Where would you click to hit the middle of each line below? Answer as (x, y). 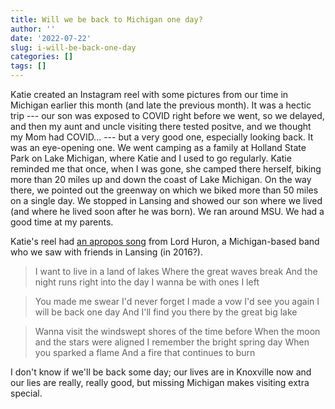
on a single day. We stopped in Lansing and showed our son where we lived (166, 200)
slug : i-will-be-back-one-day (73, 47)
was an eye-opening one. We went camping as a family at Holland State (158, 147)
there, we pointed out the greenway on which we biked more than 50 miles (164, 190)
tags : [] (28, 66)
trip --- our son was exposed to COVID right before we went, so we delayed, (167, 115)
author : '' (33, 29)
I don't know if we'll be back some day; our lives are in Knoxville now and (161, 372)
